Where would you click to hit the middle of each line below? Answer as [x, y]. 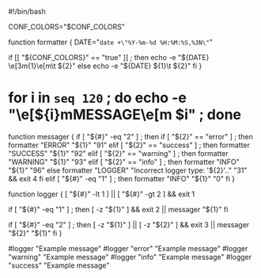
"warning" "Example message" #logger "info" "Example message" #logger [130, 257]
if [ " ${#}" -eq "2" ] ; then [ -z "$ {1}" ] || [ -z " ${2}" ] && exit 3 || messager [129, 224]
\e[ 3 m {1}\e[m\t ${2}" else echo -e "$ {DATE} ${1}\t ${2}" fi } [105, 66]
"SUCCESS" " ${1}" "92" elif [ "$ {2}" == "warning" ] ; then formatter [119, 153]
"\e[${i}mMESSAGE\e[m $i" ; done [125, 115]
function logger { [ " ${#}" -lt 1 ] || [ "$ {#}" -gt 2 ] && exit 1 [102, 194]
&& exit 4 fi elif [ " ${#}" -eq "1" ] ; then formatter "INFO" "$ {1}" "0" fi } [122, 178]
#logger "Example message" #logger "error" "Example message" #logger [128, 248]
